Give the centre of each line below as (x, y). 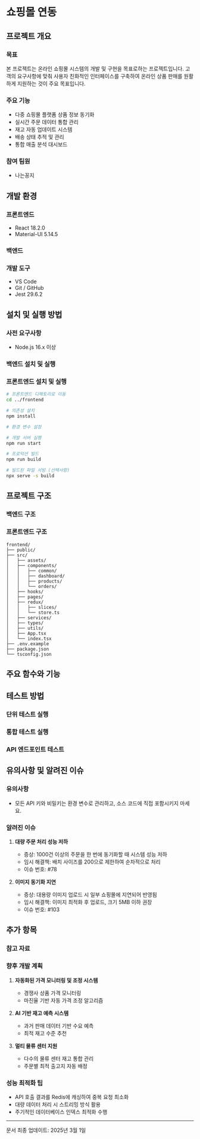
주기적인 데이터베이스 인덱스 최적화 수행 (61, 1112)
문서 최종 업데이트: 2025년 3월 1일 (46, 1130)
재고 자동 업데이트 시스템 (43, 129)
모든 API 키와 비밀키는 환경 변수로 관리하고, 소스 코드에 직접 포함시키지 (97, 803)
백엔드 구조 (21, 515)
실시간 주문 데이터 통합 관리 (47, 122)
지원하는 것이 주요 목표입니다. (51, 83)
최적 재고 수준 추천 (45, 1033)
